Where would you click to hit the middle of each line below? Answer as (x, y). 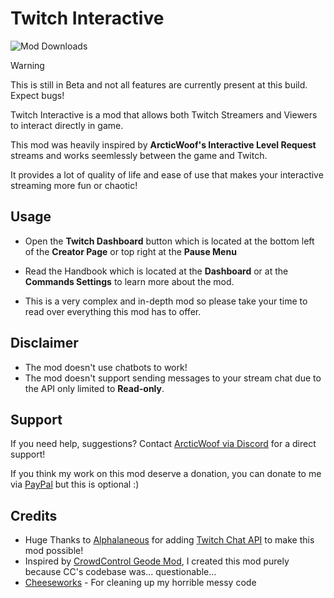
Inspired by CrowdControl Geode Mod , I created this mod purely (157, 561)
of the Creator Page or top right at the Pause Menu (130, 251)
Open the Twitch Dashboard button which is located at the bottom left (169, 241)
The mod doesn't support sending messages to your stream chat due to (173, 378)
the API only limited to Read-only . (94, 388)
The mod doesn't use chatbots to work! (106, 367)
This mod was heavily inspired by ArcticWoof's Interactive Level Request (163, 144)
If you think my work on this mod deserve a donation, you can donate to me (166, 474)
